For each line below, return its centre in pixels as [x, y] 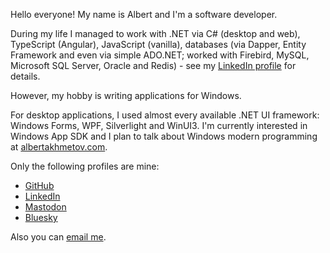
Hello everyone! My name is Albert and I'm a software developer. [144, 14]
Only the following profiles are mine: [85, 166]
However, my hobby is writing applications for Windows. [126, 95]
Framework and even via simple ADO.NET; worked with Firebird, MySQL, [160, 55]
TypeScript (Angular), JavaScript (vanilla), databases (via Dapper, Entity [158, 44]
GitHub [39, 185]
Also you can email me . [58, 237]
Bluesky [41, 217]
